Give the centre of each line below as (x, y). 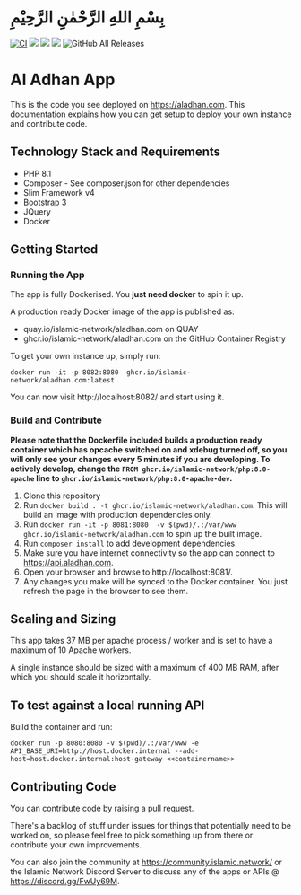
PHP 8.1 (37, 173)
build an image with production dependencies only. (118, 514)
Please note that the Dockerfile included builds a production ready (136, 440)
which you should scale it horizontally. (81, 677)
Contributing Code (63, 787)
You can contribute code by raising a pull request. (102, 808)
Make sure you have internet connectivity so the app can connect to (149, 553)
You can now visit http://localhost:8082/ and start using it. (117, 397)
